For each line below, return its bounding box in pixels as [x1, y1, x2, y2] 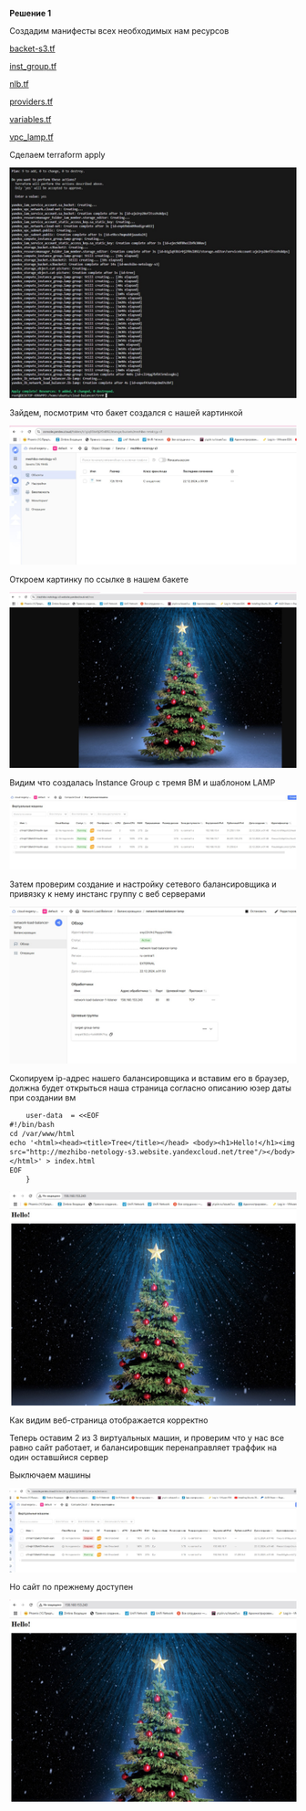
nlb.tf [9, 79, 29, 89]
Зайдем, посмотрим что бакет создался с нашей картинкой [9, 406, 243, 418]
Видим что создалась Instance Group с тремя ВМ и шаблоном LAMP [9, 776, 276, 788]
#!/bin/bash [9, 1121, 55, 1130]
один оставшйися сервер [9, 1452, 109, 1463]
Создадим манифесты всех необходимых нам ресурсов [9, 26, 229, 36]
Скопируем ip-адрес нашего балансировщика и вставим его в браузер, [9, 1073, 290, 1084]
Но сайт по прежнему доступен [9, 1582, 134, 1593]
